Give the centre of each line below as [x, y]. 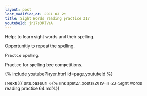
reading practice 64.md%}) [32, 89]
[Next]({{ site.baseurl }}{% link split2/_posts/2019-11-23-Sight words [73, 83]
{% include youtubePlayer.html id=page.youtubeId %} [59, 74]
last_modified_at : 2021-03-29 [36, 14]
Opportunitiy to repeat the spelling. [40, 46]
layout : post [18, 9]
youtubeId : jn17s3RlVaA [29, 23]
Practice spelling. [22, 55]
